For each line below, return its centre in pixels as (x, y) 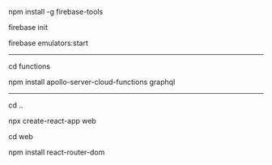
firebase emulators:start (49, 43)
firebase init (28, 27)
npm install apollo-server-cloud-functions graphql (92, 82)
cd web (21, 136)
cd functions (30, 66)
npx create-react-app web (53, 121)
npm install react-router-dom (57, 152)
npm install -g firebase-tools (56, 12)
